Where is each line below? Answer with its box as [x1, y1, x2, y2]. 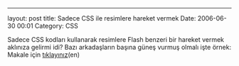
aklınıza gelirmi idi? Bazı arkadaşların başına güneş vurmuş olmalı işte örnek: [7, 43, 232, 51]
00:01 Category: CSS [16, 22, 78, 30]
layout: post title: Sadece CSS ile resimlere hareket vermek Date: [7, 14, 196, 22]
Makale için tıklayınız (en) [7, 50, 80, 59]
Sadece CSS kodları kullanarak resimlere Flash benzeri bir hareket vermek [7, 35, 225, 43]
